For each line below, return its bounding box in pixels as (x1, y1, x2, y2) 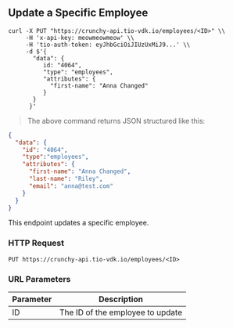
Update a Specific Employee (8, 6, 149, 20)
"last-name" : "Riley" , (28, 175, 103, 183)
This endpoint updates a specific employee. (8, 218, 149, 228)
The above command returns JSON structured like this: (27, 116, 206, 125)
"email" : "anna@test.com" (28, 182, 113, 190)
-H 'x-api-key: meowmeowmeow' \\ (25, 34, 134, 41)
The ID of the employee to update (59, 307, 182, 318)
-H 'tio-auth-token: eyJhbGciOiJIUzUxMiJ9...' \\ (25, 41, 191, 49)
